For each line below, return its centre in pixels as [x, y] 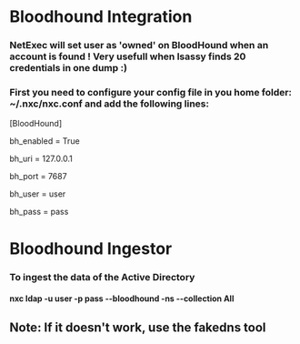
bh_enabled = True [45, 141]
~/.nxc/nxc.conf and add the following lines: [109, 104]
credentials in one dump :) [68, 68]
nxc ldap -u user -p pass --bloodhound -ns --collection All [122, 298]
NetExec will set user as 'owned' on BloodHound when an [139, 46]
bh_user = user [38, 194]
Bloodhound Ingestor [91, 248]
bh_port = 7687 [38, 177]
